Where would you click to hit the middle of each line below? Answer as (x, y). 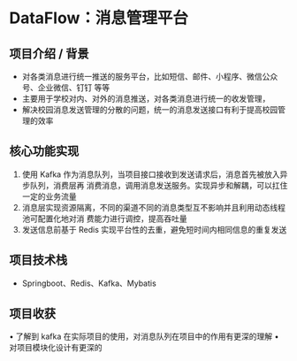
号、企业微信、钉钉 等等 (66, 88)
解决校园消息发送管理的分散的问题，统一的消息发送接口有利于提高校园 (150, 110)
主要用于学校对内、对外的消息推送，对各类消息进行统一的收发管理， (146, 99)
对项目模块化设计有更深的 (56, 348)
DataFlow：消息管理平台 (99, 18)
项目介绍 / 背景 (49, 54)
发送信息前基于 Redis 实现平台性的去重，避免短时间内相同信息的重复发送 (154, 229)
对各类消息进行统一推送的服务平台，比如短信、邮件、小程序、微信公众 (150, 77)
